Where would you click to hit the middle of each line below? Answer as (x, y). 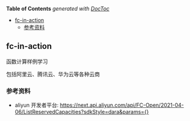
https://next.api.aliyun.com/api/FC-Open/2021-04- (122, 105)
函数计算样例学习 (27, 61)
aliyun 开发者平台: (37, 105)
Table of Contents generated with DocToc (58, 9)
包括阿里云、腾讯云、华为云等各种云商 (53, 74)
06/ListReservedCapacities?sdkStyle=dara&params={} (82, 112)
